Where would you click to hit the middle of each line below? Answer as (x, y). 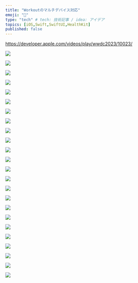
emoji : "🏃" (17, 15)
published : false (24, 29)
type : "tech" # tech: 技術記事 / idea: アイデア (55, 20)
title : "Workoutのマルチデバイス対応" (43, 10)
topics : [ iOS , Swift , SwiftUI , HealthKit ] (48, 24)
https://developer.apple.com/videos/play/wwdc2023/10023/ (69, 44)
